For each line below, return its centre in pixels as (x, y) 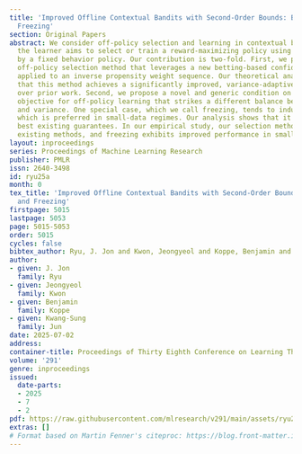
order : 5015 (31, 235)
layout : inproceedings (52, 143)
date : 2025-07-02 (42, 335)
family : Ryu (40, 277)
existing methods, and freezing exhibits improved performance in (144, 135)
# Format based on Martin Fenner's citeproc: (96, 436)
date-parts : (40, 386)
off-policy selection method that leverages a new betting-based (142, 68)
